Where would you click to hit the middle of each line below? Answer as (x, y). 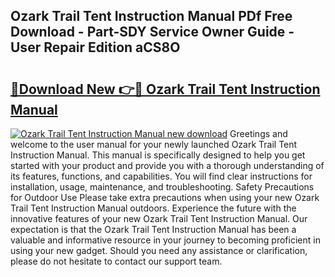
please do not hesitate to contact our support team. (116, 261)
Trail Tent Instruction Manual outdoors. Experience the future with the (153, 208)
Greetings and (258, 133)
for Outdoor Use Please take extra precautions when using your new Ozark (165, 197)
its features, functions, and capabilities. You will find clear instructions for (161, 176)
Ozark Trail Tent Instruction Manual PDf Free (151, 16)
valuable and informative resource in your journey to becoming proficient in (165, 240)
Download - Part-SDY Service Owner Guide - (152, 32)
